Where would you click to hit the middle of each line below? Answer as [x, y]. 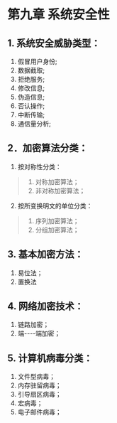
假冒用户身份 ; [38, 61]
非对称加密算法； [60, 191]
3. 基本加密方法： [45, 254]
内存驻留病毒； [39, 385]
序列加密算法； [57, 220]
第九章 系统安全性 [58, 15]
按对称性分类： [39, 166]
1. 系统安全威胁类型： [54, 43]
